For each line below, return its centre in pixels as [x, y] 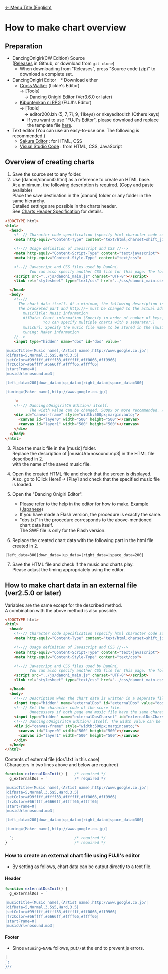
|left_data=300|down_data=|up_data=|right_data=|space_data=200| [74, 555]
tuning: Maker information [51, 332]
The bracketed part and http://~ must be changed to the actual [87, 308]
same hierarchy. [29, 201]
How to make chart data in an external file [71, 585]
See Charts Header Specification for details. [58, 211]
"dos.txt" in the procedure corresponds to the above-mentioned [86, 520]
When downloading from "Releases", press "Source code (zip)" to [88, 69]
